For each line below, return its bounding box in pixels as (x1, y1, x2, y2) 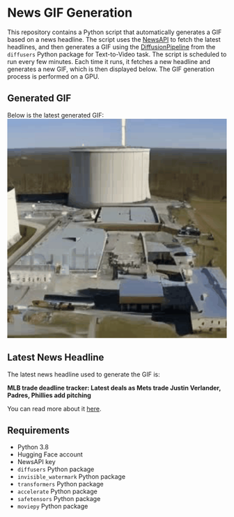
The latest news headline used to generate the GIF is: (7, 370, 160, 379)
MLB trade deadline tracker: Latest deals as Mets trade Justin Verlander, (7, 383, 221, 392)
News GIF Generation (7, 5, 133, 21)
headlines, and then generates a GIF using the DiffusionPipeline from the (7, 42, 216, 51)
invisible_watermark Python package (17, 472, 126, 481)
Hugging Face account (17, 450, 84, 459)
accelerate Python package (17, 487, 97, 495)
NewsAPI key (17, 458, 56, 466)
